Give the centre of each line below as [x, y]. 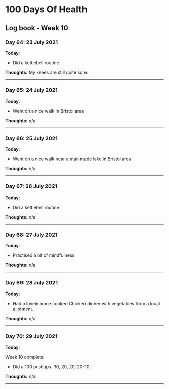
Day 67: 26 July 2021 [31, 186]
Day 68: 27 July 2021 [31, 235]
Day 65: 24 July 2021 [31, 90]
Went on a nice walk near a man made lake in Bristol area [72, 159]
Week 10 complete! [25, 357]
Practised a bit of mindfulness [44, 255]
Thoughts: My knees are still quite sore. [47, 72]
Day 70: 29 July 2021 [31, 336]
